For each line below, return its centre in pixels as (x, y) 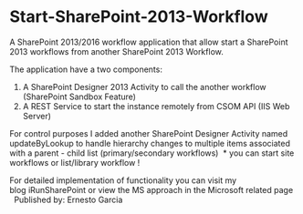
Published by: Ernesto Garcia (68, 199)
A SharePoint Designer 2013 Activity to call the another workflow (144, 87)
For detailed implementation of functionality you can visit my (123, 180)
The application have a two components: (86, 69)
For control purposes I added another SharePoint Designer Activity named (149, 133)
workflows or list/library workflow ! (75, 162)
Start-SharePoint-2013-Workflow (139, 17)
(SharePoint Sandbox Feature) (79, 97)
